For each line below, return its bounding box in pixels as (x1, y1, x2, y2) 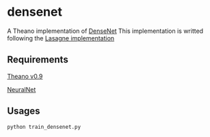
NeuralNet (7, 85, 36, 93)
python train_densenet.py (7, 123, 81, 130)
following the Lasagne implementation (7, 34, 115, 42)
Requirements (7, 54, 68, 66)
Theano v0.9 (7, 72, 43, 80)
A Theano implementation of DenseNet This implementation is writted (7, 27, 204, 35)
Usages (7, 105, 40, 117)
